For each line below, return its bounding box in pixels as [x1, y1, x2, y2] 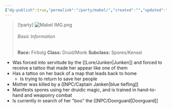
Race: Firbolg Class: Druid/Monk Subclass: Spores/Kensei [17, 49, 142, 56]
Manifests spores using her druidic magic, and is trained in [12, 86, 137, 93]
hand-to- [137, 86, 157, 93]
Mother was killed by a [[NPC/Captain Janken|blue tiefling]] [12, 81, 139, 87]
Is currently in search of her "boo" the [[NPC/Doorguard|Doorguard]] [12, 97, 158, 103]
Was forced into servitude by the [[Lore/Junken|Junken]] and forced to [12, 59, 163, 65]
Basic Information [17, 33, 55, 40]
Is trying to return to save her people [20, 76, 98, 82]
